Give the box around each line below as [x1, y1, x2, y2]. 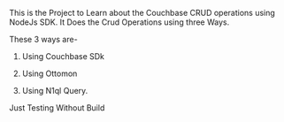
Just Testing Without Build [9, 103, 105, 113]
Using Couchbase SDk [21, 51, 104, 61]
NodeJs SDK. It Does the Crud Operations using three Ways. [9, 17, 230, 27]
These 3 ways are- [9, 34, 78, 44]
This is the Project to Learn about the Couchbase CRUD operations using [9, 8, 276, 18]
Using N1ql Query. [21, 86, 88, 95]
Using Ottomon [21, 68, 78, 79]
